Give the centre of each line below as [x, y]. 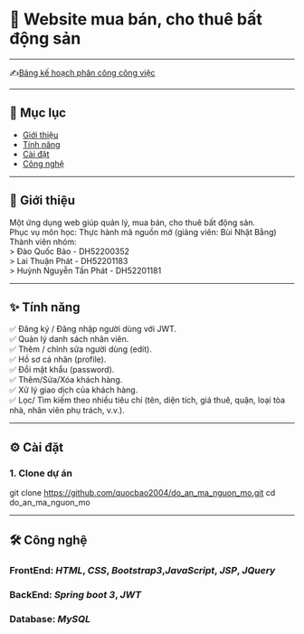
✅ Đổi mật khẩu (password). [62, 370]
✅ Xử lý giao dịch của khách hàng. [74, 390]
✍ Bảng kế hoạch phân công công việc [82, 72]
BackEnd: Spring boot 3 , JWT [76, 595]
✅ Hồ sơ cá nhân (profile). [58, 360]
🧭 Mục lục [38, 113]
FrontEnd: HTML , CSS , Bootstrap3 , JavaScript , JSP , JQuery [142, 571]
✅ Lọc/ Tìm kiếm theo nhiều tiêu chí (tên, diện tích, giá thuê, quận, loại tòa [147, 400]
